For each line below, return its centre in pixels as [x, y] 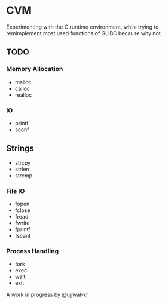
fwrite [22, 223]
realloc [23, 95]
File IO [16, 191]
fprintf [23, 229]
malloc [23, 82]
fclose [22, 210]
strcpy [23, 162]
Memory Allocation [35, 69]
